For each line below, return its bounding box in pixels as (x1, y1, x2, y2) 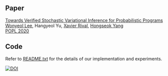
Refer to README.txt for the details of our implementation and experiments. (5, 55, 162, 61)
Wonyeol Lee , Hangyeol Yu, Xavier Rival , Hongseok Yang (5, 22, 124, 28)
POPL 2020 (5, 27, 29, 34)
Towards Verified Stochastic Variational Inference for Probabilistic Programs (5, 17, 163, 23)
